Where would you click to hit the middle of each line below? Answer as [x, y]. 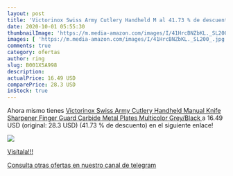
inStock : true [28, 91]
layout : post [26, 14]
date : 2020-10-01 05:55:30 [46, 26]
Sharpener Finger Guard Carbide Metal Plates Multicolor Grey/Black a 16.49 [115, 118]
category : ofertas [34, 53]
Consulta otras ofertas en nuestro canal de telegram [82, 165]
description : [26, 71]
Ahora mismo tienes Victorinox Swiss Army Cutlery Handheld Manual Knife [114, 111]
